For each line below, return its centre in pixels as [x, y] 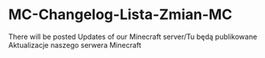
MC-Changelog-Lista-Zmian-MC [120, 15]
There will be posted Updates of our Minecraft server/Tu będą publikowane [133, 37]
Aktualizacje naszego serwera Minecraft [75, 44]
